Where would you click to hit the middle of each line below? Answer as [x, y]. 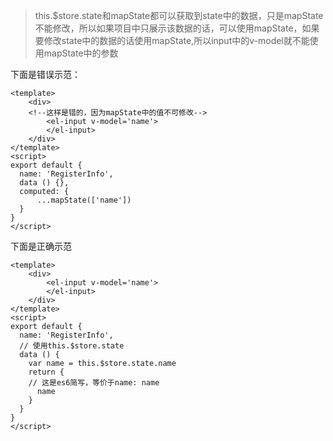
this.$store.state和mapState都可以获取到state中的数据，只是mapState [179, 15]
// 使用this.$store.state [72, 346]
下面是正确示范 [41, 246]
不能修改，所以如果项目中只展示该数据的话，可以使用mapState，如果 [177, 28]
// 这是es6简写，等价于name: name [94, 383]
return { [46, 372]
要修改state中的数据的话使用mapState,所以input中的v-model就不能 [172, 40]
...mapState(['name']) [84, 200]
